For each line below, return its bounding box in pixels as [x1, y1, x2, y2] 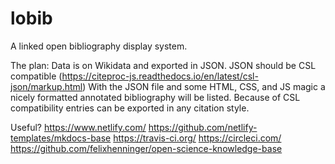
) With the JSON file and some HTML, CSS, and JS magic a [82, 80, 326, 92]
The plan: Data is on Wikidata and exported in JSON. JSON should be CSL [10, 59, 317, 71]
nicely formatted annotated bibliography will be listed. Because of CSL [10, 91, 301, 103]
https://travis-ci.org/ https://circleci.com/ [113, 132, 282, 144]
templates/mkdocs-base [10, 132, 112, 144]
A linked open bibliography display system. [10, 40, 188, 52]
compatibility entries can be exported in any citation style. [10, 102, 250, 114]
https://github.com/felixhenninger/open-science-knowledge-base [10, 142, 283, 154]
